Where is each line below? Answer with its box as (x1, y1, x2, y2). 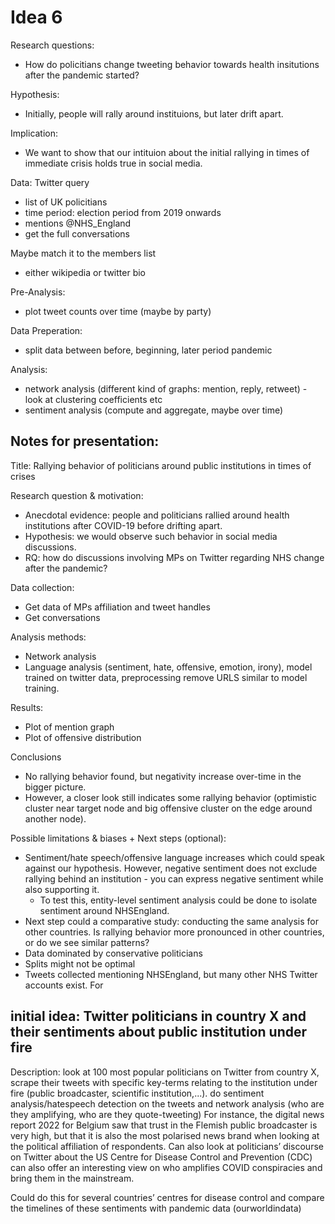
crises (10, 470, 36, 482)
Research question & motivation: (10, 489, 144, 501)
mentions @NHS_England (24, 217, 132, 229)
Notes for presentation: (10, 433, 160, 450)
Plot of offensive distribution (24, 731, 142, 743)
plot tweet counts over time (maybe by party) (24, 305, 212, 317)
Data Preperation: (10, 324, 83, 336)
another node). (24, 812, 87, 825)
